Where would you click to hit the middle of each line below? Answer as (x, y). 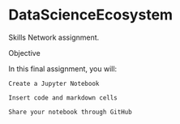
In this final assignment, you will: (63, 68)
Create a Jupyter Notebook (54, 83)
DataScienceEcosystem (90, 15)
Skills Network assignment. (54, 37)
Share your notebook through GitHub (70, 112)
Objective (24, 53)
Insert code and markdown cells (63, 98)
